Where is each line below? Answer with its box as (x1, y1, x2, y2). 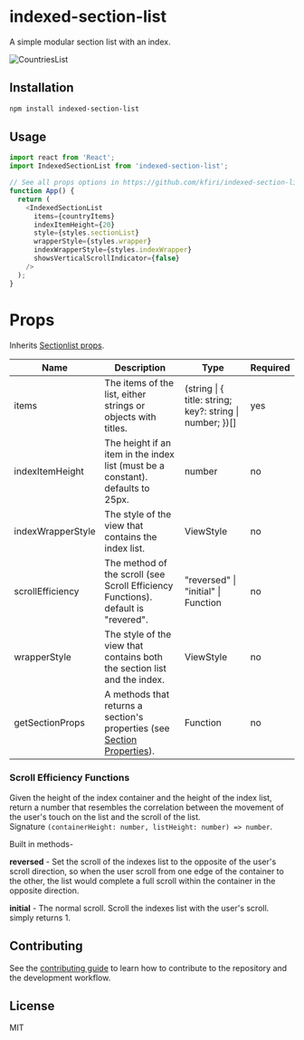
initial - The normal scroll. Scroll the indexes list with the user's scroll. (9, 902, 270, 913)
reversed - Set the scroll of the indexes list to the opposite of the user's (9, 856, 277, 867)
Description (114, 361, 166, 373)
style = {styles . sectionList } (33, 228, 140, 237)
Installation (9, 80, 74, 96)
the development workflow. (9, 972, 111, 983)
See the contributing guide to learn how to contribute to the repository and (9, 962, 288, 973)
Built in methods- (9, 838, 74, 849)
